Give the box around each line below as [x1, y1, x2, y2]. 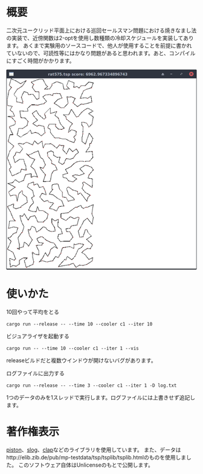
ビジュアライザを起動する [6, 332, 69, 339]
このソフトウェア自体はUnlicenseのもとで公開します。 [18, 461, 154, 469]
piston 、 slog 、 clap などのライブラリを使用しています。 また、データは [6, 446, 181, 453]
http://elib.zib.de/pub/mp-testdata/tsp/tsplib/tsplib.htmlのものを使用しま [6, 453, 186, 461]
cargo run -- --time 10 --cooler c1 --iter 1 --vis [6, 345, 139, 352]
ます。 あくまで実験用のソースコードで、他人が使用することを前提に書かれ [6, 42, 192, 49]
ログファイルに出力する [6, 369, 65, 376]
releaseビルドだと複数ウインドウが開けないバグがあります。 [6, 356, 156, 364]
